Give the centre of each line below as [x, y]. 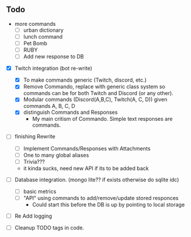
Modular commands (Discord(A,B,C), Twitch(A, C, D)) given [95, 100]
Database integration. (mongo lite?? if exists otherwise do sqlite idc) [97, 180]
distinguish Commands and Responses [71, 112]
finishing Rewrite [35, 137]
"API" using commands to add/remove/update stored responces [101, 198]
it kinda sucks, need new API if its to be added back [86, 168]
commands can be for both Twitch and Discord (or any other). [98, 93]
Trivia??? [34, 161]
